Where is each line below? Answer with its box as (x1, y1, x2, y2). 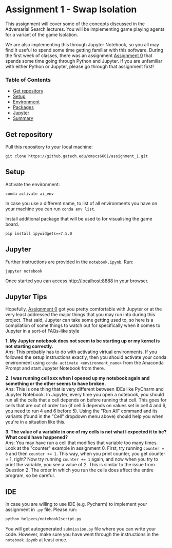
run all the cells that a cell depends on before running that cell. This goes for (5, 397, 167, 403)
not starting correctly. (5, 343, 53, 350)
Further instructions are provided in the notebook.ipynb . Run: (5, 259, 133, 265)
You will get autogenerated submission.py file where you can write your (5, 526, 157, 532)
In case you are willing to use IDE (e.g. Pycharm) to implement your (5, 501, 147, 507)
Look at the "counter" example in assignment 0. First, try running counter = (5, 445, 164, 451)
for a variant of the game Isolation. (5, 31, 79, 38)
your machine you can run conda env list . (5, 206, 96, 212)
